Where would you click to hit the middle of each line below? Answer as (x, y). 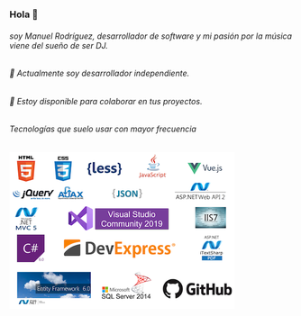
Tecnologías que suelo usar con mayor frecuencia (103, 129)
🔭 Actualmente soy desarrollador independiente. (100, 73)
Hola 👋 (24, 14)
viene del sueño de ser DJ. (59, 45)
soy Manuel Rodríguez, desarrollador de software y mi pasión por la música (151, 36)
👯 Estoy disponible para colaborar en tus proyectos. (106, 101)
